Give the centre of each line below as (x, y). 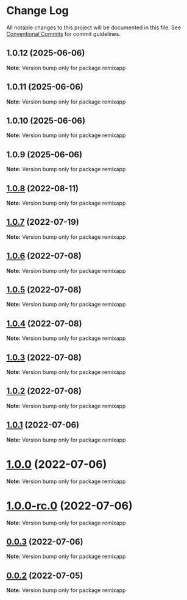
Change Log (37, 11)
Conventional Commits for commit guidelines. (63, 34)
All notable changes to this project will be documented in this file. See (94, 27)
